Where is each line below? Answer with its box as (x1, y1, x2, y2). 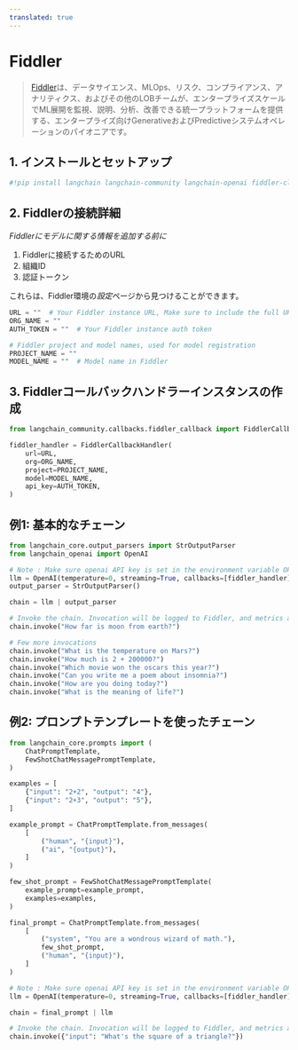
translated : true (9, 12, 74, 22)
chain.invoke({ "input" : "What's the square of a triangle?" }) (9, 1032, 244, 1041)
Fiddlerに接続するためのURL (21, 249, 126, 260)
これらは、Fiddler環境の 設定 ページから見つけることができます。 (9, 290, 244, 302)
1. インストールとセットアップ (9, 154, 172, 170)
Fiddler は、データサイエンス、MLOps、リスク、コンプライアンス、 (30, 82, 276, 92)
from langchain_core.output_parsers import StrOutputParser (9, 541, 237, 550)
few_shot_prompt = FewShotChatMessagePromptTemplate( (9, 878, 213, 887)
